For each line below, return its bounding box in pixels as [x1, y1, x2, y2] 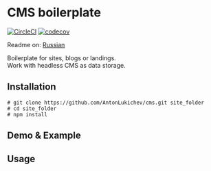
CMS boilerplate [7, 5, 102, 21]
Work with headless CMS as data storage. [7, 61, 126, 69]
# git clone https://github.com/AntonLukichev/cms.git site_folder [7, 99, 205, 106]
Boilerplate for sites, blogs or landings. [7, 53, 117, 62]
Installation [7, 81, 56, 93]
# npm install [7, 111, 48, 118]
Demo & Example [7, 130, 81, 142]
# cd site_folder [7, 105, 57, 112]
